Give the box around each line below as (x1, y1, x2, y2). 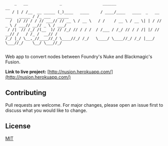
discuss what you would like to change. (5, 107, 88, 113)
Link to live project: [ (5, 69, 50, 75)
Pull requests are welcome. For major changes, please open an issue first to (5, 102, 163, 108)
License (5, 122, 31, 130)
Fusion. (5, 59, 21, 65)
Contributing (5, 89, 47, 97)
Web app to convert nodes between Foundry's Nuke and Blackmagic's (5, 54, 153, 59)
